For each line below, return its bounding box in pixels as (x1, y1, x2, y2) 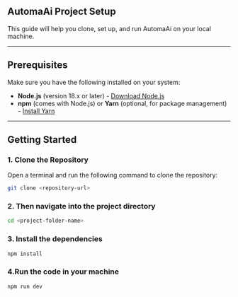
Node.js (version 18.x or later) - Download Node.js (17, 91, 165, 100)
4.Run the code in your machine (7, 267, 119, 276)
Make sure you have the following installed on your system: (7, 78, 181, 86)
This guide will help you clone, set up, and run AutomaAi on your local (7, 24, 211, 33)
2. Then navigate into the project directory (7, 202, 156, 211)
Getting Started (7, 134, 77, 146)
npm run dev (7, 283, 42, 290)
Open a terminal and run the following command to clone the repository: (7, 171, 218, 180)
